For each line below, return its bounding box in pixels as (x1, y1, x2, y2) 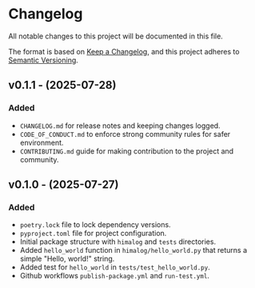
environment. (19, 138, 64, 147)
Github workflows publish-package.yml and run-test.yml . (19, 271, 210, 281)
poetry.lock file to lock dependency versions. (19, 220, 171, 230)
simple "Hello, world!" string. (19, 254, 115, 264)
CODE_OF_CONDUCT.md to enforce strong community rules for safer (19, 129, 231, 138)
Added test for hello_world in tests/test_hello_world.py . (19, 262, 210, 272)
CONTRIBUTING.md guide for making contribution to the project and (19, 146, 234, 156)
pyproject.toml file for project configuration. (19, 229, 167, 238)
